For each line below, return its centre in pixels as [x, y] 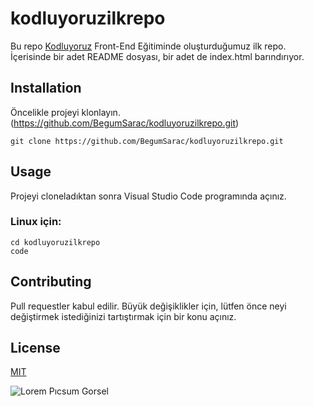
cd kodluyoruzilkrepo [55, 242]
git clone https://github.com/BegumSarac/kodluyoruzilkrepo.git [147, 141]
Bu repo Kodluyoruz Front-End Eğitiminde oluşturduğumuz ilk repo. [148, 46]
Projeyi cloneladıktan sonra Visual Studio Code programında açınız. [148, 196]
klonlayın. [101, 112]
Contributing [51, 282]
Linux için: [36, 222]
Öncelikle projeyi [45, 112]
